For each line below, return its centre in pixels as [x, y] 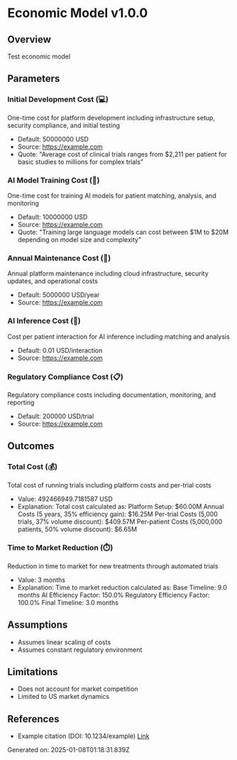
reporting [21, 402]
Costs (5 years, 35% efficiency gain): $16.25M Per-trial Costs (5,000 [117, 514]
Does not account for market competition [78, 689]
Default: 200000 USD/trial [56, 416]
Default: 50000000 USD [53, 139]
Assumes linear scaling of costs [64, 642]
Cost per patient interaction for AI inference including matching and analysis [119, 337]
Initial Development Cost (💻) [58, 100]
